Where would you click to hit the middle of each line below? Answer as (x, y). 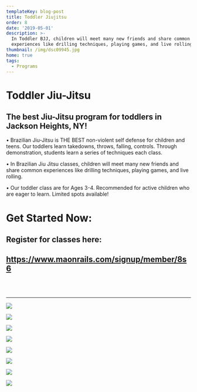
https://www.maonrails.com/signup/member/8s (96, 259)
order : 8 (17, 22)
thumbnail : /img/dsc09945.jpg (43, 50)
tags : (13, 61)
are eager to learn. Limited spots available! (57, 194)
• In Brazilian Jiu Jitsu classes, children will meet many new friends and (92, 164)
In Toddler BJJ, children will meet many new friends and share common (101, 39)
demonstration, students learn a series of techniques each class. (84, 153)
